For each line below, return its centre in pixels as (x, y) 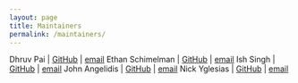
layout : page (34, 17)
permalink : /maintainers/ (57, 34)
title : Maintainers (46, 26)
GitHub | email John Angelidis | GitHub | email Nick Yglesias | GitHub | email (149, 69)
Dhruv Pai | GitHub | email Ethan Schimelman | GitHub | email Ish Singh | (142, 60)
